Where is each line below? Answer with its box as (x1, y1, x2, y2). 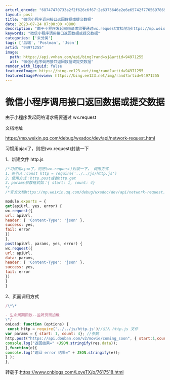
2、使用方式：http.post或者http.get (5, 175, 76, 181)
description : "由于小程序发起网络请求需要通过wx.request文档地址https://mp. (5, 26, 156, 31)
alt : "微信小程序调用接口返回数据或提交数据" (10, 59, 94, 64)
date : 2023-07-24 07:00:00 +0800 (5, 21, 76, 27)
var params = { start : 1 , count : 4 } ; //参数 (5, 331, 100, 337)
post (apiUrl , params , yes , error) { (5, 241, 82, 246)
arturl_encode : (5, 7, 37, 13)
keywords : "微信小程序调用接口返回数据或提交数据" (5, 31, 100, 36)
